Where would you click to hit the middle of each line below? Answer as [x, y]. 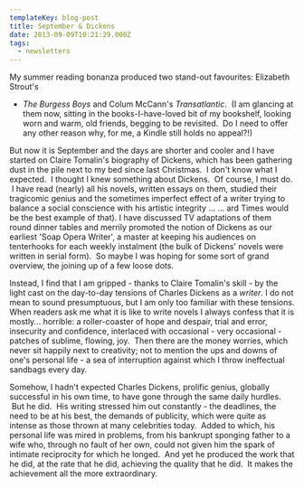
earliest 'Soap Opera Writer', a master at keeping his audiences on [133, 237]
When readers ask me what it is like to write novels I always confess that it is [152, 312]
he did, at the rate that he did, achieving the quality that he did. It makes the [152, 464]
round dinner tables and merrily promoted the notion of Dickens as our [141, 228]
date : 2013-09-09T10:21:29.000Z [70, 34]
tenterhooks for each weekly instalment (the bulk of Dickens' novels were [147, 247]
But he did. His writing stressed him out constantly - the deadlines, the [144, 407]
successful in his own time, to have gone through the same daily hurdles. [146, 397]
